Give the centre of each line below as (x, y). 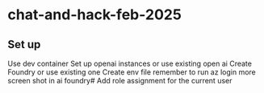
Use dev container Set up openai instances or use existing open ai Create (130, 63)
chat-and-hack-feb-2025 (95, 15)
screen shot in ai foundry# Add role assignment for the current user (120, 81)
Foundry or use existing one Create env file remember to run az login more (132, 72)
